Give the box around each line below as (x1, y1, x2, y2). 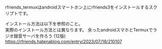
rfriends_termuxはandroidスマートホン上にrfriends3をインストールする (5, 4, 149, 10)
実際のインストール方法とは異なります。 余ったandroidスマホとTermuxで (5, 27, 153, 33)
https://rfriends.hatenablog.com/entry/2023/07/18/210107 (5, 39, 122, 44)
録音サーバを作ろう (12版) (13, 33, 66, 39)
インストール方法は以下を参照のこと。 (5, 21, 83, 26)
